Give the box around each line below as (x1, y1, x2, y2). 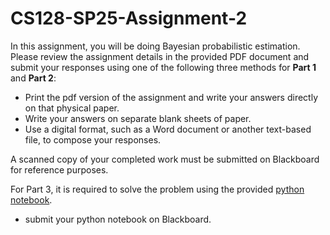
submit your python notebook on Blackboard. (24, 213, 212, 225)
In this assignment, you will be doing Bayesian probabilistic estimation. (10, 40, 301, 52)
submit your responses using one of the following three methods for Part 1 (10, 61, 317, 73)
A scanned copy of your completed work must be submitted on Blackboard (10, 153, 320, 165)
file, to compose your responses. (24, 133, 162, 146)
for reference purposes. (10, 163, 109, 176)
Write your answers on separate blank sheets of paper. (24, 112, 252, 124)
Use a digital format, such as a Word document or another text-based (24, 123, 312, 135)
